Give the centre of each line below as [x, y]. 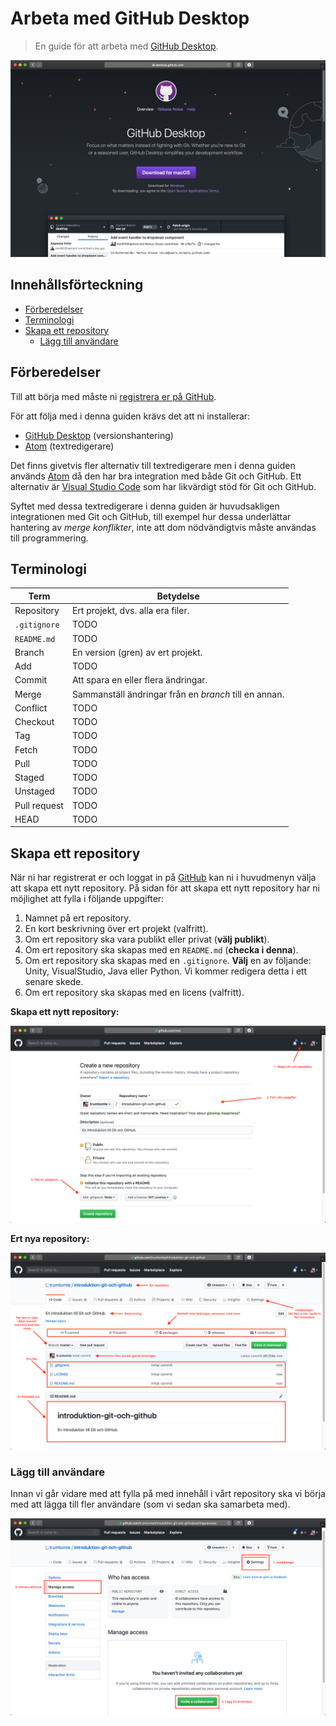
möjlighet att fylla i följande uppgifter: [87, 899]
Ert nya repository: [50, 1239]
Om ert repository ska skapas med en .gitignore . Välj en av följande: [168, 961]
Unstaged [34, 791]
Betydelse [178, 596]
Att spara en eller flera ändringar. [139, 680]
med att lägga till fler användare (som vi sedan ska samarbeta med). [150, 1504]
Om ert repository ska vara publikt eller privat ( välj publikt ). [147, 939]
